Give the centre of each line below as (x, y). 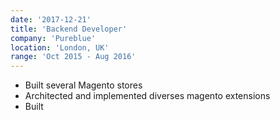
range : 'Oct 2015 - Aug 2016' (73, 57)
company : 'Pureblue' (53, 38)
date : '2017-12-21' (51, 19)
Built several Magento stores (83, 85)
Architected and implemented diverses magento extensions (147, 96)
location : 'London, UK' (60, 47)
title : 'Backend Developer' (69, 29)
